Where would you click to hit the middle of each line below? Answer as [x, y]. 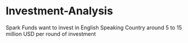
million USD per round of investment [51, 33]
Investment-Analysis [59, 11]
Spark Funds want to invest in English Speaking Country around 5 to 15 [94, 27]
